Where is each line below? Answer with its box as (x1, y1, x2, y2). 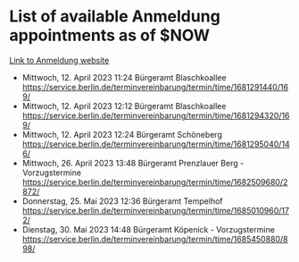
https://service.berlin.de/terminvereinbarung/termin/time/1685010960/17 (21, 205, 290, 216)
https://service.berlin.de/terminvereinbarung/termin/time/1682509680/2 (21, 176, 288, 187)
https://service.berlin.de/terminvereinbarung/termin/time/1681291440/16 (21, 81, 288, 92)
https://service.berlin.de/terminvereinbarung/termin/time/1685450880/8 (21, 233, 288, 244)
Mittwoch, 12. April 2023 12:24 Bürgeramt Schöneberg (21, 129, 223, 139)
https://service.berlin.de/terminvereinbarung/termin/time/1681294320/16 (21, 110, 290, 121)
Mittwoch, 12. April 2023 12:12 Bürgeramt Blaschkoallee (21, 100, 227, 111)
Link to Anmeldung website (9, 55, 110, 65)
